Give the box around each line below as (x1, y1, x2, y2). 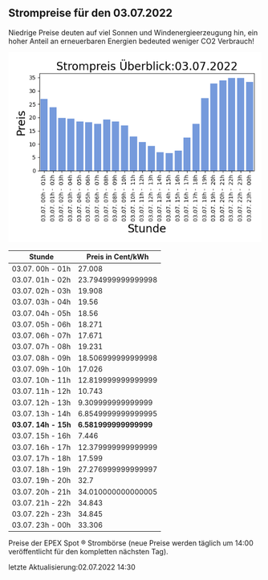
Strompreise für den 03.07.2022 (8, 6, 173, 20)
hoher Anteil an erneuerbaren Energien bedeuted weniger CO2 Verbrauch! (8, 36, 255, 46)
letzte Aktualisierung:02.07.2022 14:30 (8, 562, 136, 572)
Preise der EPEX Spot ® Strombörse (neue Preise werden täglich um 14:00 (8, 537, 254, 548)
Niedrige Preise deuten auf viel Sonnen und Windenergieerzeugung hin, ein (8, 27, 258, 37)
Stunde (29, 252, 55, 262)
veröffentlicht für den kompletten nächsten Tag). (8, 546, 169, 556)
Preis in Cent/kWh (86, 252, 149, 262)
